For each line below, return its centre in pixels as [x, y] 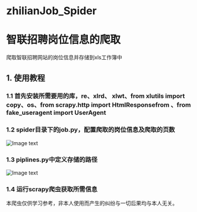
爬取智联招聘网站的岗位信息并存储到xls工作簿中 [64, 57]
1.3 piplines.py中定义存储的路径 [52, 159]
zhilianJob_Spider [51, 11]
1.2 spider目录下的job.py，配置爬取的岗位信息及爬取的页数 [90, 130]
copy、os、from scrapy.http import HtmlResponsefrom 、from [99, 105]
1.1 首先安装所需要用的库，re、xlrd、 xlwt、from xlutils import [96, 96]
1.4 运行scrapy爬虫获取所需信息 [52, 189]
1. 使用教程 [26, 78]
